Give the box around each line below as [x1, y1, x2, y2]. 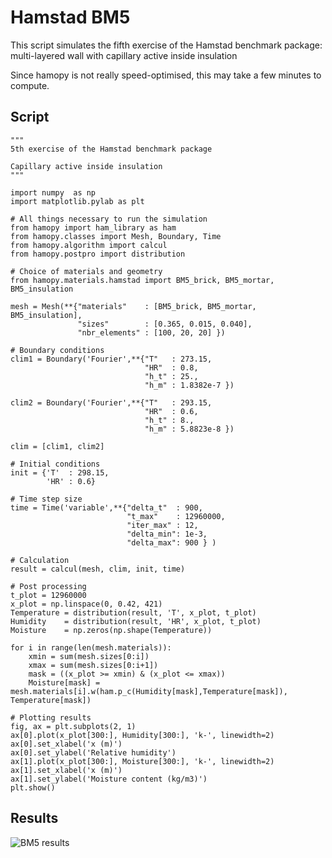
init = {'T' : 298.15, [10, 467, 110, 478]
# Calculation [10, 555, 70, 565]
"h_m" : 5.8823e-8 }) [144, 424, 235, 434]
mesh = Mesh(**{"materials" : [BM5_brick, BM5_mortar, [10, 301, 257, 311]
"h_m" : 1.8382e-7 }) [144, 380, 235, 390]
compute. [10, 79, 50, 91]
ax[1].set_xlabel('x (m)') [10, 765, 123, 775]
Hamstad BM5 [10, 6, 131, 29]
